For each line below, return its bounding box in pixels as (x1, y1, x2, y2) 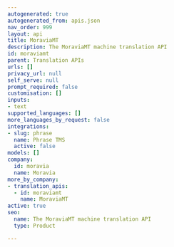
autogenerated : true (7, 10, 69, 18)
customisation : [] (7, 90, 62, 97)
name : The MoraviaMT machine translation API (14, 216, 152, 223)
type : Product (14, 222, 56, 229)
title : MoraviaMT (7, 37, 59, 44)
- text (7, 103, 27, 110)
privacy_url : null (7, 70, 62, 77)
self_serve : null (7, 76, 59, 84)
